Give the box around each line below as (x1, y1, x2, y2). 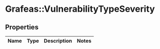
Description (44, 38, 72, 44)
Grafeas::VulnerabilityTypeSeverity (5, 3, 155, 15)
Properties (5, 23, 39, 31)
